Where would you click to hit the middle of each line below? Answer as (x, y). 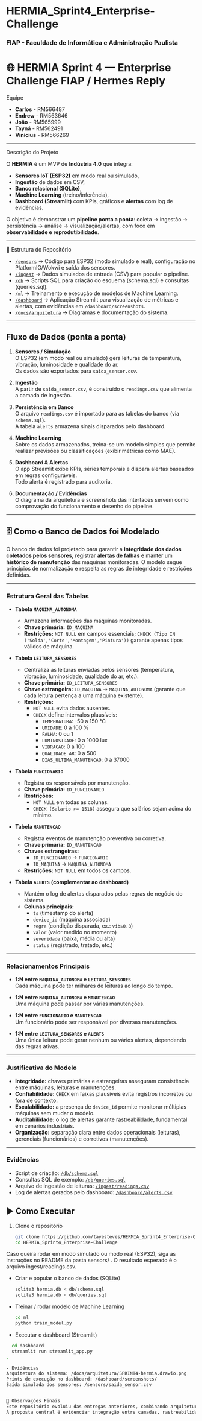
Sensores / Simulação (43, 352)
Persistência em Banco (44, 407)
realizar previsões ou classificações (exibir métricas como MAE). (95, 451)
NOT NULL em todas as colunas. (71, 802)
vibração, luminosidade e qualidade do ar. (67, 364)
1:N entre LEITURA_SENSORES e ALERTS (60, 1034)
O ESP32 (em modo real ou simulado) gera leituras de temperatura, (98, 358)
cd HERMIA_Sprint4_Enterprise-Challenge (66, 1242)
